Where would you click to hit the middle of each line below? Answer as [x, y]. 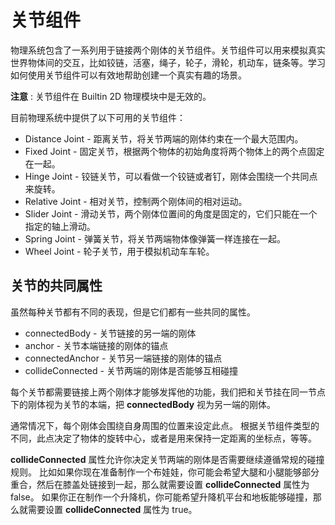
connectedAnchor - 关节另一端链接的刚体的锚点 [123, 358]
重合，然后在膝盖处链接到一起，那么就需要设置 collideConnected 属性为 [160, 484]
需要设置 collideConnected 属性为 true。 [112, 509]
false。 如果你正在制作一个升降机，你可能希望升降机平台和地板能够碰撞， [161, 497]
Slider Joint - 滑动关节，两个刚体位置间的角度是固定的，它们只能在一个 [171, 213]
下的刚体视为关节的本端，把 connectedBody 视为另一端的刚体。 [143, 404]
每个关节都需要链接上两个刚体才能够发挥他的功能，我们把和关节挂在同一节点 [168, 392]
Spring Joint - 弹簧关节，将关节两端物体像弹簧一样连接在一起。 [155, 238]
